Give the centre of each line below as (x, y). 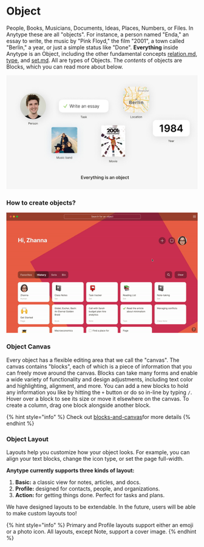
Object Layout (27, 439)
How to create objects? (41, 203)
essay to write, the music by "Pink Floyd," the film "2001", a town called (95, 41)
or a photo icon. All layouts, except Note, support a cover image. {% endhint (101, 532)
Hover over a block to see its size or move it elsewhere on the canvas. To (98, 398)
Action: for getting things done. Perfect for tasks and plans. (90, 495)
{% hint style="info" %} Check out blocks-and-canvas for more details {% (99, 416)
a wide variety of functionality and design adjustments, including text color (100, 379)
